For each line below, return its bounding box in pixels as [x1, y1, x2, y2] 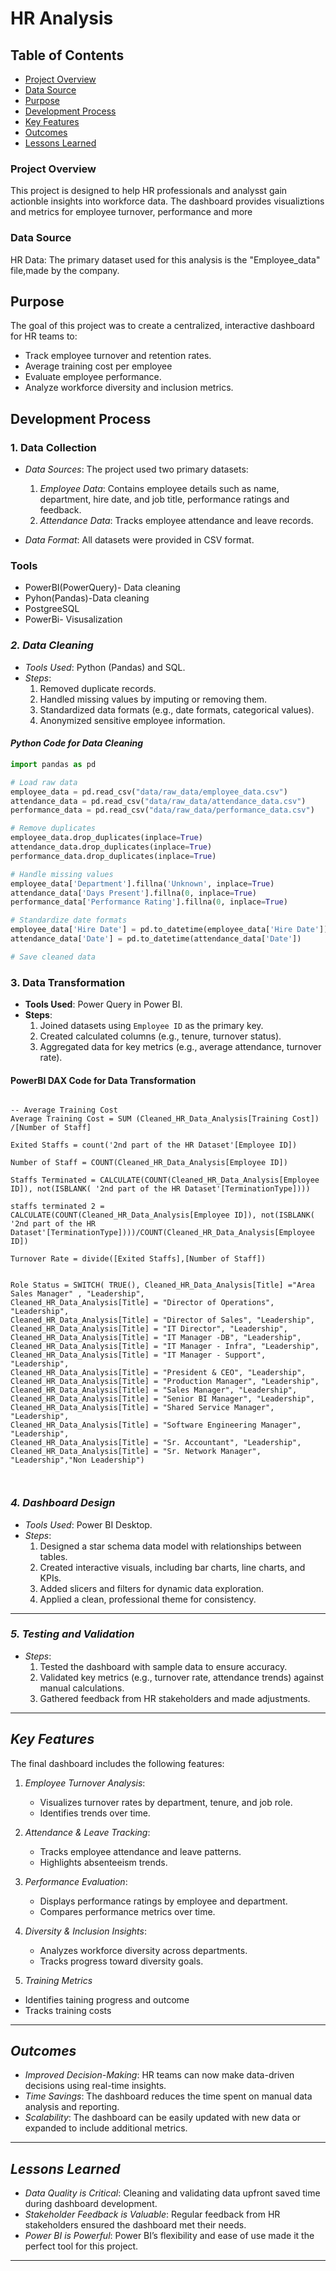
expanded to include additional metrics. [24, 2122, 188, 2134]
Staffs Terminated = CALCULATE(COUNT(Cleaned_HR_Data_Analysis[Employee [10, 1175, 320, 1186]
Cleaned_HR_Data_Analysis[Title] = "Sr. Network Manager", [10, 1447, 262, 1457]
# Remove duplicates [10, 823, 97, 834]
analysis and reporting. [24, 2101, 120, 2113]
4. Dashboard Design [10, 1496, 116, 1510]
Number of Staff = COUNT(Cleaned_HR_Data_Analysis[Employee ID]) [10, 1158, 288, 1168]
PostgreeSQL [24, 603, 80, 615]
